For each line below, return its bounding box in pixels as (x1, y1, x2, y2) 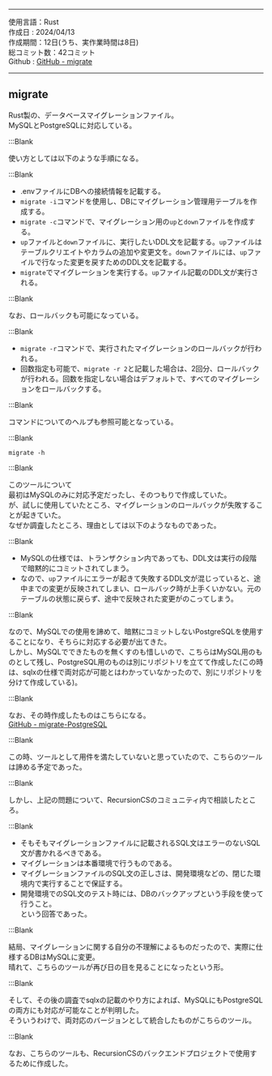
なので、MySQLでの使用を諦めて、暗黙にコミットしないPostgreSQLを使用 (8, 626, 257, 637)
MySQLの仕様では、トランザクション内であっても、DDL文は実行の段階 (19, 553, 257, 563)
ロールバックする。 (41, 384, 106, 393)
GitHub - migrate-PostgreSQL (8, 719, 108, 729)
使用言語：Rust (8, 17, 59, 27)
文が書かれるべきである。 (19, 848, 106, 858)
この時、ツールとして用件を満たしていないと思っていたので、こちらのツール (8, 752, 263, 761)
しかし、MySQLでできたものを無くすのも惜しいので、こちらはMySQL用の (8, 646, 256, 657)
